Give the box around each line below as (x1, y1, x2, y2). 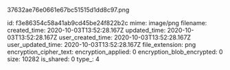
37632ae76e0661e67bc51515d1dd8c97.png (7, 6, 130, 14)
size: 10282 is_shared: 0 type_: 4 (7, 55, 100, 63)
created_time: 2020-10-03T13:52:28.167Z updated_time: (7, 27, 166, 34)
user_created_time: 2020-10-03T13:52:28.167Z (58, 33, 191, 41)
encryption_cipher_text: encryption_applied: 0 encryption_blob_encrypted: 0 (7, 48, 223, 56)
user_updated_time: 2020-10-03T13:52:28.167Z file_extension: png (7, 41, 196, 48)
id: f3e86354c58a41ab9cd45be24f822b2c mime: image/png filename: (7, 19, 207, 27)
